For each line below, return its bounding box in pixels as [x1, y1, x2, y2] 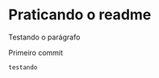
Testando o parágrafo [8, 32, 81, 42]
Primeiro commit [8, 47, 63, 57]
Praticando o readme [8, 6, 152, 24]
